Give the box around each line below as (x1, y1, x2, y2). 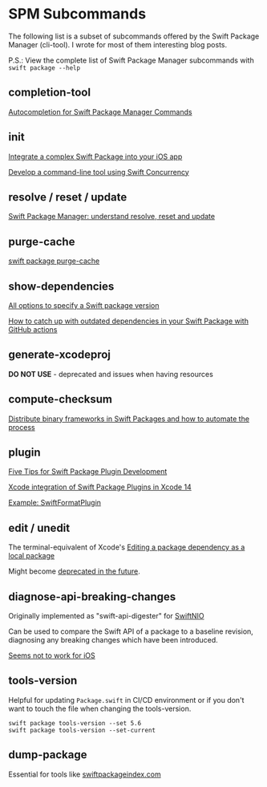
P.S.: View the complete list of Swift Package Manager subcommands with (8, 55, 254, 65)
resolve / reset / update (8, 190, 127, 204)
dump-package (8, 748, 87, 762)
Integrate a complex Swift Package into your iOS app (8, 152, 183, 161)
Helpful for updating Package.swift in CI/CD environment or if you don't (8, 695, 245, 704)
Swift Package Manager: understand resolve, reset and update (8, 212, 215, 221)
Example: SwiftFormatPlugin (8, 498, 102, 508)
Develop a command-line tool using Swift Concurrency (8, 167, 190, 176)
